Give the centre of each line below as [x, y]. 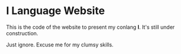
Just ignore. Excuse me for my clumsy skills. [60, 45]
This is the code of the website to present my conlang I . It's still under [90, 27]
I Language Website [56, 11]
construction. [22, 33]
